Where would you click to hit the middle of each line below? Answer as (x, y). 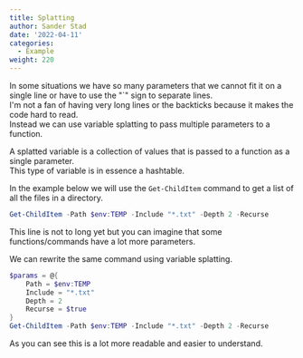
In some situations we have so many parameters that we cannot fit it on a (146, 86)
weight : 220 (32, 60)
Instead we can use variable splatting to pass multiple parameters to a (140, 124)
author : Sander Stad (48, 26)
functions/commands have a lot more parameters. (103, 241)
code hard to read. (44, 115)
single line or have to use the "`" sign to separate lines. (111, 95)
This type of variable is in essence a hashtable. (97, 170)
